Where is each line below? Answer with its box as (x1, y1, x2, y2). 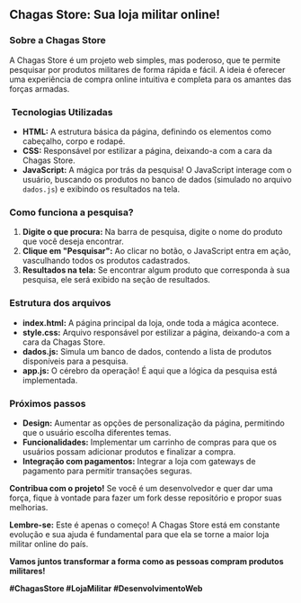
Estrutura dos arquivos (9, 297, 111, 310)
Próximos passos (9, 397, 86, 409)
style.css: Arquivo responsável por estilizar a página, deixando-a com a (22, 327, 290, 337)
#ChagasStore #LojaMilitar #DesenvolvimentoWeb (9, 582, 203, 593)
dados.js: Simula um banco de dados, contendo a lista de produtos (22, 346, 272, 356)
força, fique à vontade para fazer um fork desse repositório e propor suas (9, 492, 282, 503)
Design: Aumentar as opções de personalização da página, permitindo (22, 418, 285, 428)
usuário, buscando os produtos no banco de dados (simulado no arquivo (22, 174, 292, 184)
